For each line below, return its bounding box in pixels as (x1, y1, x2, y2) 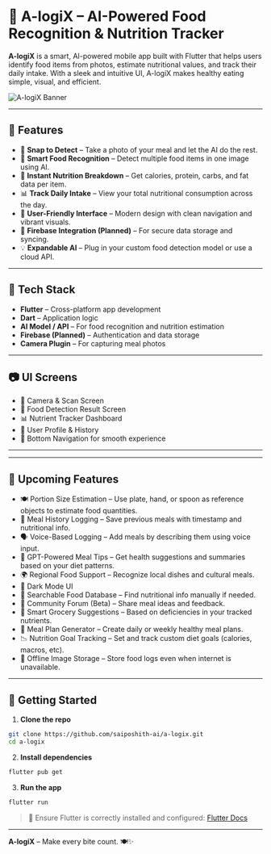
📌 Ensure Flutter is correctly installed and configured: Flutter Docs (27, 813, 248, 823)
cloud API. (19, 252, 55, 262)
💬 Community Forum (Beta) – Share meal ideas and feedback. (19, 599, 226, 609)
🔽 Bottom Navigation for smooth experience (19, 433, 166, 443)
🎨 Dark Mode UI (19, 581, 73, 592)
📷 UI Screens (8, 370, 78, 384)
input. (19, 544, 40, 554)
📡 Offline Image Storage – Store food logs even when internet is (19, 654, 231, 664)
